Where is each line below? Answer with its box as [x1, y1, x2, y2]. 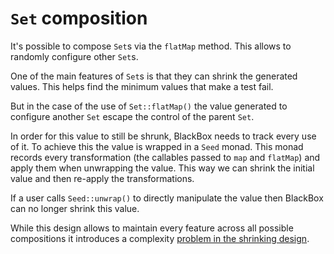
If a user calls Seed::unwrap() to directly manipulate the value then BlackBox [10, 192, 324, 204]
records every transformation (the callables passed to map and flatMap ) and [10, 151, 321, 163]
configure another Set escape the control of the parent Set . [10, 110, 255, 122]
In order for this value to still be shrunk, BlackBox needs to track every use [10, 130, 317, 142]
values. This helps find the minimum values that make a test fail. [10, 80, 274, 92]
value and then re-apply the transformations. [10, 172, 195, 184]
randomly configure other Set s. [10, 50, 139, 62]
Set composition [10, 7, 148, 30]
